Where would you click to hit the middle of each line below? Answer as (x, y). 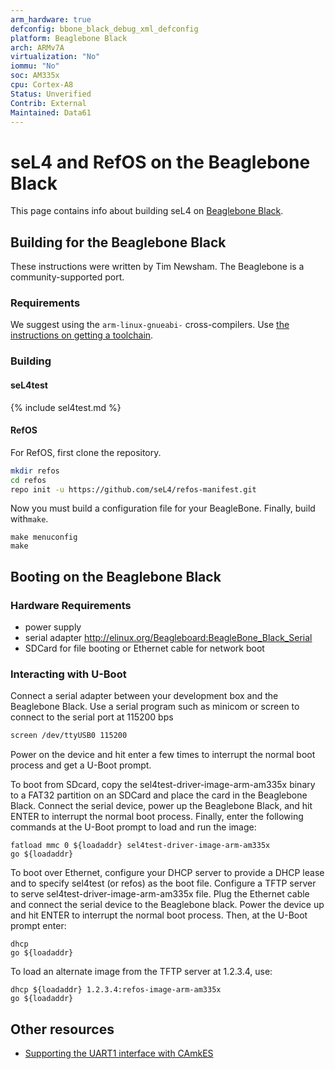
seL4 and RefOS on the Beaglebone (160, 162)
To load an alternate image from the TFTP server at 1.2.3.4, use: (141, 972)
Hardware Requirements (71, 605)
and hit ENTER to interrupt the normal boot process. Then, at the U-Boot (159, 915)
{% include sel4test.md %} (66, 407)
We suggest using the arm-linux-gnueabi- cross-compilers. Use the (150, 325)
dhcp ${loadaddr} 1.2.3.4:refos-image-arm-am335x (116, 990)
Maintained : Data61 (51, 112)
